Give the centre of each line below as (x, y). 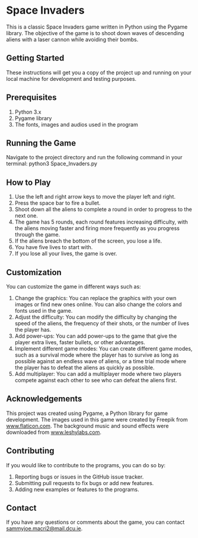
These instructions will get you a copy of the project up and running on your (99, 73)
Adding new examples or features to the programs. (77, 489)
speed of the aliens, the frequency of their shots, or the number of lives (102, 323)
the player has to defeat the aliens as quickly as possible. (84, 367)
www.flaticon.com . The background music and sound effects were (87, 426)
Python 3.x (28, 112)
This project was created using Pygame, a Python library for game (87, 413)
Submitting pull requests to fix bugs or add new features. (84, 483)
